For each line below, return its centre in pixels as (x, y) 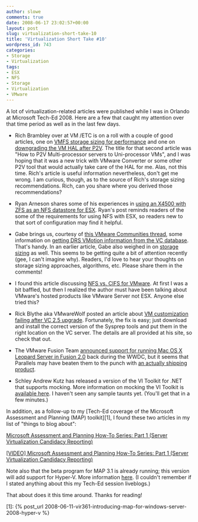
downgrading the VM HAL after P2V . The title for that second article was (103, 148)
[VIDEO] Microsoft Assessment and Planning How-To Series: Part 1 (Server (97, 453)
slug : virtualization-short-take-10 (51, 34)
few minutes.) (31, 400)
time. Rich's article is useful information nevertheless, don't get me (96, 173)
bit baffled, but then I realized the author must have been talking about (101, 289)
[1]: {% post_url (25, 506)
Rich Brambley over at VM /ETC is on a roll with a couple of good (94, 135)
